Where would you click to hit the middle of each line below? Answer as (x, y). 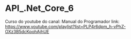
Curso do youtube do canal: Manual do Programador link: (62, 21)
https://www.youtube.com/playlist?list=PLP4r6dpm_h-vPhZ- (65, 26)
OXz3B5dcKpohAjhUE (27, 31)
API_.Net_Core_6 (40, 8)
